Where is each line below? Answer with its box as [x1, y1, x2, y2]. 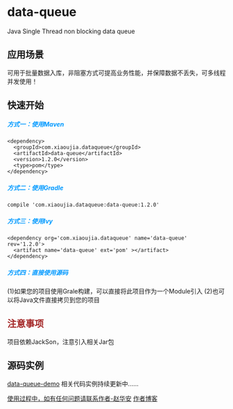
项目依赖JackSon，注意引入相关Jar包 [7, 337, 114, 346]
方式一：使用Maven [7, 120, 64, 128]
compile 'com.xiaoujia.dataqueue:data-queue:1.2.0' [7, 201, 159, 208]
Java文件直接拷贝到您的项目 [19, 296, 101, 305]
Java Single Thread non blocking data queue [7, 27, 135, 35]
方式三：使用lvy [7, 217, 53, 225]
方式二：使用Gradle [7, 183, 64, 192]
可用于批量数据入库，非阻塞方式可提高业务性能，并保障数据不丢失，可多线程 [7, 69, 226, 77]
